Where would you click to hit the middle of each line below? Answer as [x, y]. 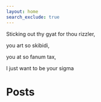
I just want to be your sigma [40, 68]
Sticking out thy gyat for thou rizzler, [51, 34]
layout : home [22, 11]
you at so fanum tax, [31, 57]
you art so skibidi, [28, 45]
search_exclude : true [33, 17]
